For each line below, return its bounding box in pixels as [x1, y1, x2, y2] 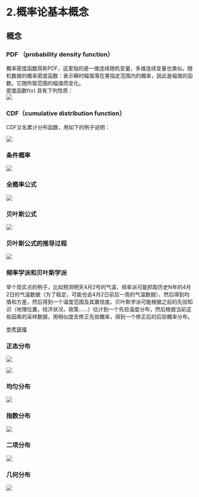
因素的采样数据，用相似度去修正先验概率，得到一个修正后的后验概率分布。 [11, 313, 193, 320]
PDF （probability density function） [6, 50, 114, 58]
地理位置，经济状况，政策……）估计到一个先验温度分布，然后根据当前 [16, 305, 187, 313]
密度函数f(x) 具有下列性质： [6, 87, 73, 94]
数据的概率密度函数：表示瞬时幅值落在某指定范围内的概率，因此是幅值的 [11, 72, 188, 79]
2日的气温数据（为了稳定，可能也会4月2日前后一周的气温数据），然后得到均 [6, 291, 190, 298]
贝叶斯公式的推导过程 [6, 239, 67, 247]
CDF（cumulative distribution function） [6, 109, 126, 117]
